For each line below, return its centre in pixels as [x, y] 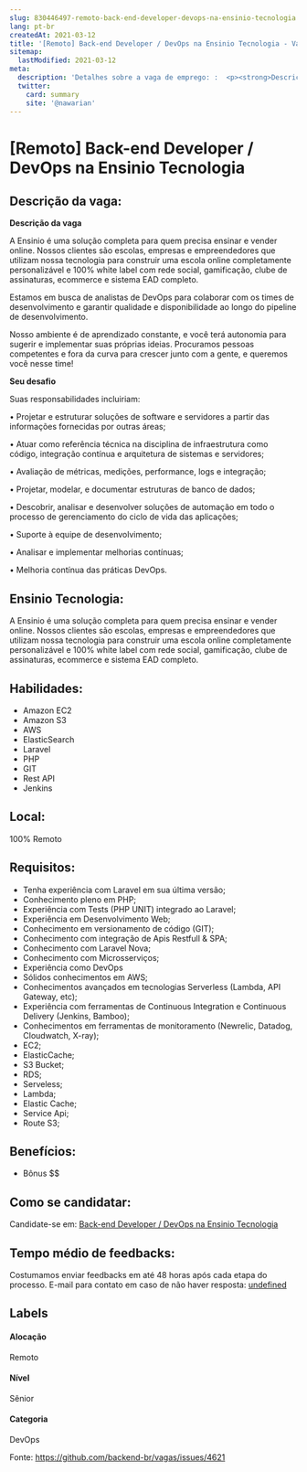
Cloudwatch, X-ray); [61, 1035]
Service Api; [46, 1113]
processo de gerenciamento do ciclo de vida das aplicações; [124, 517]
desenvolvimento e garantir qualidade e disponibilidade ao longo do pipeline [153, 307]
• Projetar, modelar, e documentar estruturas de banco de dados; [132, 489]
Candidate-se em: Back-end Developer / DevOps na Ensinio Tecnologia [144, 1224]
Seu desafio [33, 381]
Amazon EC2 [47, 710]
